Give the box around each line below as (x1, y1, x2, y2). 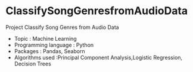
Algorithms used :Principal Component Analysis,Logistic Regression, (14, 54, 183, 61)
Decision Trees (14, 60, 51, 67)
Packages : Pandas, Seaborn (14, 47, 85, 54)
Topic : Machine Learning (14, 35, 77, 42)
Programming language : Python (14, 41, 94, 48)
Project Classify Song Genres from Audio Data (5, 24, 120, 31)
